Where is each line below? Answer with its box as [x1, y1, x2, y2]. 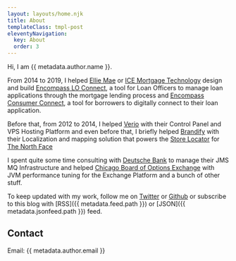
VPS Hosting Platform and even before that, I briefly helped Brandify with [7, 128, 220, 135]
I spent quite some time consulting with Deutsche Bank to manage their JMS [7, 156, 229, 164]
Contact [7, 227, 44, 240]
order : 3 [13, 43, 39, 50]
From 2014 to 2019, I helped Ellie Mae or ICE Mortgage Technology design [7, 76, 223, 85]
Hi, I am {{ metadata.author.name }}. [7, 63, 113, 71]
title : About [7, 17, 46, 24]
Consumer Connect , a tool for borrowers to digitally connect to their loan [7, 99, 218, 107]
